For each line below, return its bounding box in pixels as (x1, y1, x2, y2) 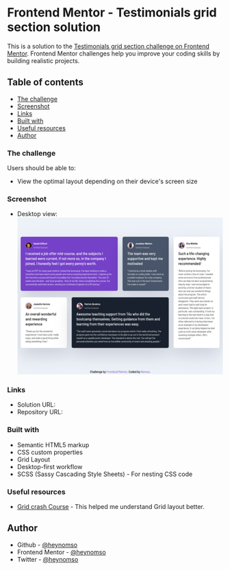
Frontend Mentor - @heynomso (16, 547, 106, 556)
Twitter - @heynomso (16, 555, 79, 563)
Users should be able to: (7, 164, 77, 172)
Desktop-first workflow (16, 462, 83, 471)
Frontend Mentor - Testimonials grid (7, 5, 217, 21)
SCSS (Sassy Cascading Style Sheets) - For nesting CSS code (16, 470, 193, 478)
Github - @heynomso (16, 541, 77, 549)
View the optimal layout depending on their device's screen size (16, 177, 198, 186)
